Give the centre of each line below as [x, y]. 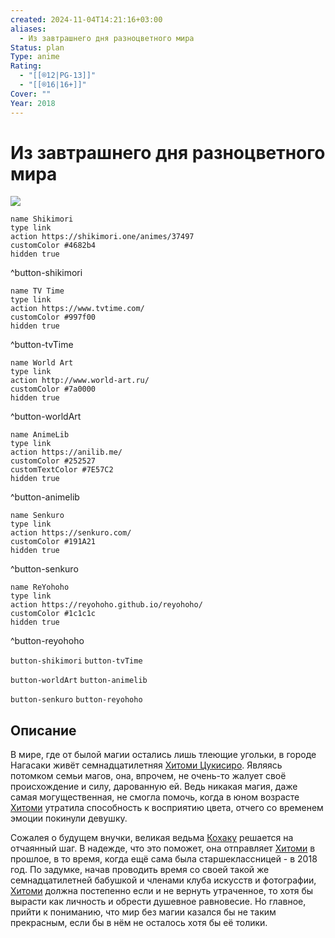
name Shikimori [42, 219]
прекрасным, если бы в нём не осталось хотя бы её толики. [139, 923]
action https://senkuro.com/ [71, 533]
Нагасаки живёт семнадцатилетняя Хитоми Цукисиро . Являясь [146, 765]
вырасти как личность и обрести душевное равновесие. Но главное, [158, 902]
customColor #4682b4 [53, 246]
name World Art [42, 363]
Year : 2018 [33, 103]
